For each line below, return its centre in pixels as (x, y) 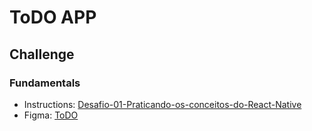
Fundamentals (45, 83)
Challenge (42, 54)
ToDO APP (53, 17)
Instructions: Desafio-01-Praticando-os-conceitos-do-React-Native (162, 104)
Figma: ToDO (51, 115)
